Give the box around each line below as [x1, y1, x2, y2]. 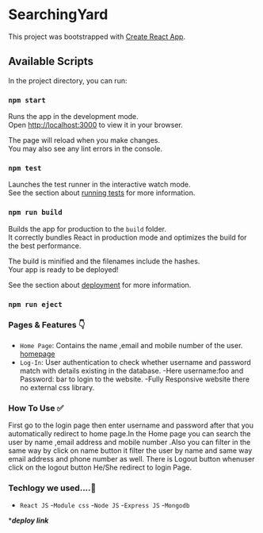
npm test [8, 163, 42, 172]
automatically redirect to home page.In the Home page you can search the [8, 429, 251, 439]
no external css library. [19, 382, 95, 392]
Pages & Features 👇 [8, 320, 86, 331]
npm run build [8, 208, 63, 217]
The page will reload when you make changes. [8, 136, 161, 145]
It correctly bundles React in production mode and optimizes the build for [8, 232, 247, 242]
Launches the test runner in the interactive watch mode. [8, 180, 192, 190]
